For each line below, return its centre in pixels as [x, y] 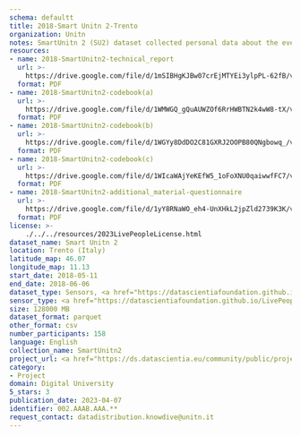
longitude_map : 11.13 [50, 268]
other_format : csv [43, 326]
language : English [43, 342]
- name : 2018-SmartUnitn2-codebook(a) [82, 92]
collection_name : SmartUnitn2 [66, 350]
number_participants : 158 [57, 334]
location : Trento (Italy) [57, 251]
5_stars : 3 [30, 392]
